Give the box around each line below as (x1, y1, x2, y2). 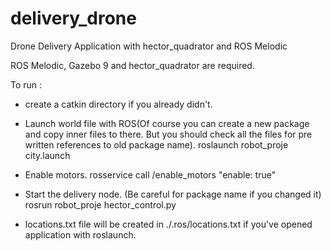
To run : (10, 78, 43, 91)
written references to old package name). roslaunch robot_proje (24, 138, 289, 151)
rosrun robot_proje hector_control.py (24, 198, 177, 211)
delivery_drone (10, 7, 137, 30)
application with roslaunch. (24, 228, 137, 241)
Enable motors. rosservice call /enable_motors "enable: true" (24, 168, 277, 181)
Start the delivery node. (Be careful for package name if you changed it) (24, 188, 322, 200)
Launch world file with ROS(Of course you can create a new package (24, 117, 310, 129)
